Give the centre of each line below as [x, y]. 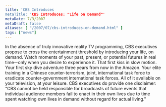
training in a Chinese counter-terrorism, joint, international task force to [78, 73]
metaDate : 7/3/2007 [25, 19]
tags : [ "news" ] [21, 33]
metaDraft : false [23, 23]
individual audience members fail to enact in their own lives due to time [78, 94]
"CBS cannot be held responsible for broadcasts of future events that [76, 89]
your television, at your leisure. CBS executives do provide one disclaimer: [81, 83]
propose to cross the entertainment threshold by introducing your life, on [79, 52]
